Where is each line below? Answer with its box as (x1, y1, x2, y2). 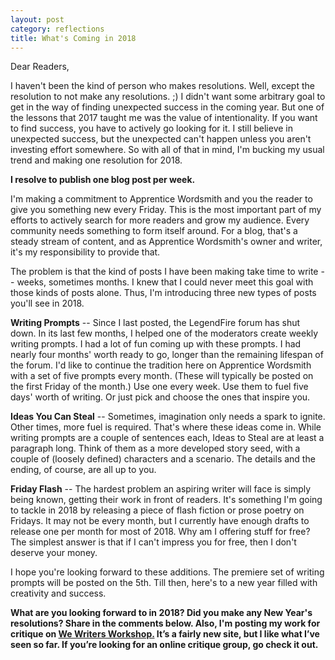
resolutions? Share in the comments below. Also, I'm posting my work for (10, 617, 321, 630)
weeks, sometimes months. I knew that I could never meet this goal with (16, 276, 314, 288)
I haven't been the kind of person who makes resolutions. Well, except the (10, 80, 315, 92)
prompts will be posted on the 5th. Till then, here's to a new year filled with (10, 577, 318, 589)
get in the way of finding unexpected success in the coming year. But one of (10, 101, 325, 113)
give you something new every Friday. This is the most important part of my (10, 204, 322, 216)
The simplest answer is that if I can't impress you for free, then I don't (10, 536, 297, 548)
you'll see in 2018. (10, 297, 85, 310)
